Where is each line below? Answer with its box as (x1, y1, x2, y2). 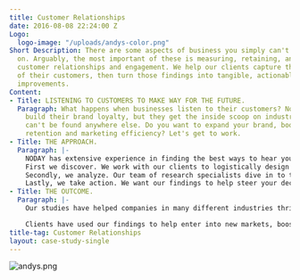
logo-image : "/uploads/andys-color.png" (17, 37, 170, 47)
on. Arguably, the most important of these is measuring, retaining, (17, 54, 281, 63)
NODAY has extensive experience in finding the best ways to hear (25, 153, 278, 163)
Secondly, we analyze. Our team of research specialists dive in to (25, 170, 286, 179)
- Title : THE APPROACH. (9, 137, 98, 146)
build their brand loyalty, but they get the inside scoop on (25, 112, 262, 121)
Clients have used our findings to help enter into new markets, (25, 219, 274, 228)
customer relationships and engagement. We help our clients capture (17, 63, 281, 72)
